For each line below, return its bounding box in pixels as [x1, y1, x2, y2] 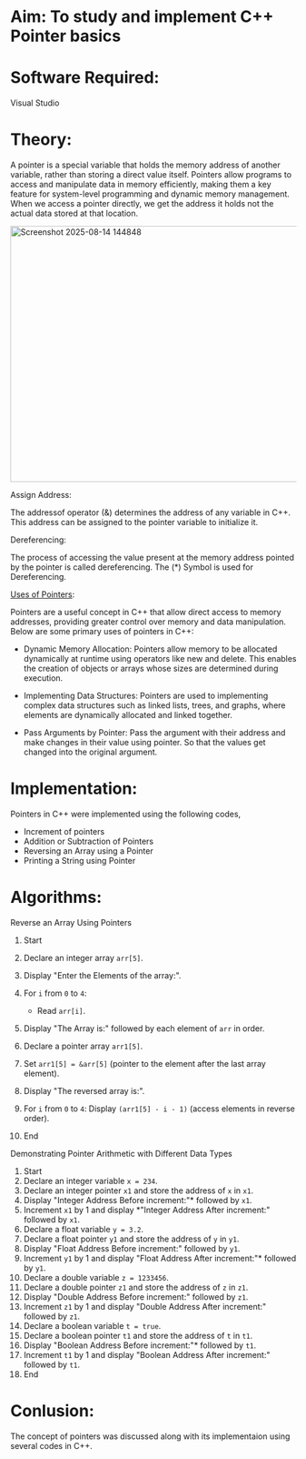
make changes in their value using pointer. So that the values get [23, 737, 266, 748]
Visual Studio [10, 97, 60, 108]
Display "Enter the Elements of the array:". [23, 969, 182, 980]
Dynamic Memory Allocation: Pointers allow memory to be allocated [23, 643, 278, 654]
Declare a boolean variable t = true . [23, 1320, 162, 1331]
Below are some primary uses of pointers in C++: [10, 626, 194, 637]
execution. [23, 673, 64, 684]
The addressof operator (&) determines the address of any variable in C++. [10, 507, 291, 518]
